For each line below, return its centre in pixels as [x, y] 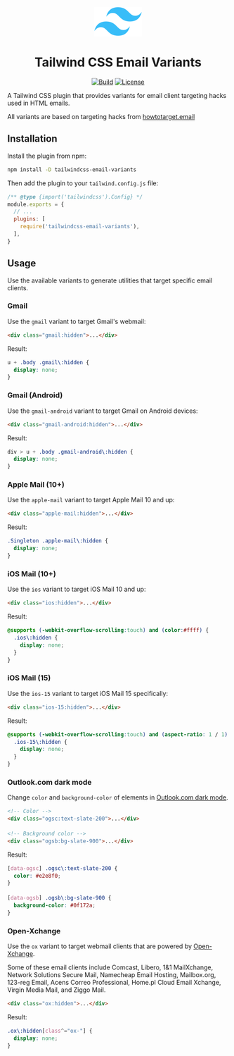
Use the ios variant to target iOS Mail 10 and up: [77, 589]
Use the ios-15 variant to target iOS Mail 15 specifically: [88, 693]
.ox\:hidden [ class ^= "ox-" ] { [50, 1031]
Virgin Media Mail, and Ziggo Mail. [57, 990]
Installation [32, 139]
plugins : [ [30, 219]
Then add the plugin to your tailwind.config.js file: [83, 183]
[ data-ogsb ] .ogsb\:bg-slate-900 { [59, 898]
